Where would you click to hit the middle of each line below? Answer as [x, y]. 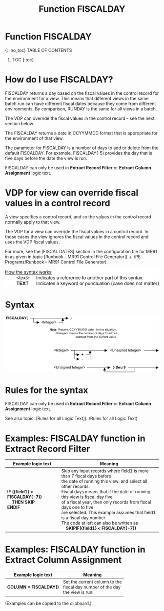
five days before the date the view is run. [46, 158]
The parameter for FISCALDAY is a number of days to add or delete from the [82, 148]
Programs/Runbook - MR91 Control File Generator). [57, 262]
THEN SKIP [23, 502]
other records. [76, 486]
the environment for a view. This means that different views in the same [77, 98]
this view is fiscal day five [87, 497]
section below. [20, 123]
